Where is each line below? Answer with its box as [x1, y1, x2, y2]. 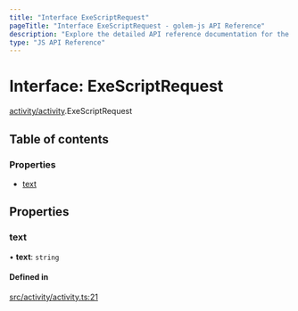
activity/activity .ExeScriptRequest [9, 106, 133, 117]
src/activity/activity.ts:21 [9, 291, 98, 302]
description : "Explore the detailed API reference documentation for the [9, 29, 290, 38]
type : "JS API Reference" [9, 37, 105, 47]
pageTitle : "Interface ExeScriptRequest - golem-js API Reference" [9, 21, 266, 30]
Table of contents [9, 131, 109, 147]
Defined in [9, 272, 49, 282]
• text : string [9, 251, 60, 262]
